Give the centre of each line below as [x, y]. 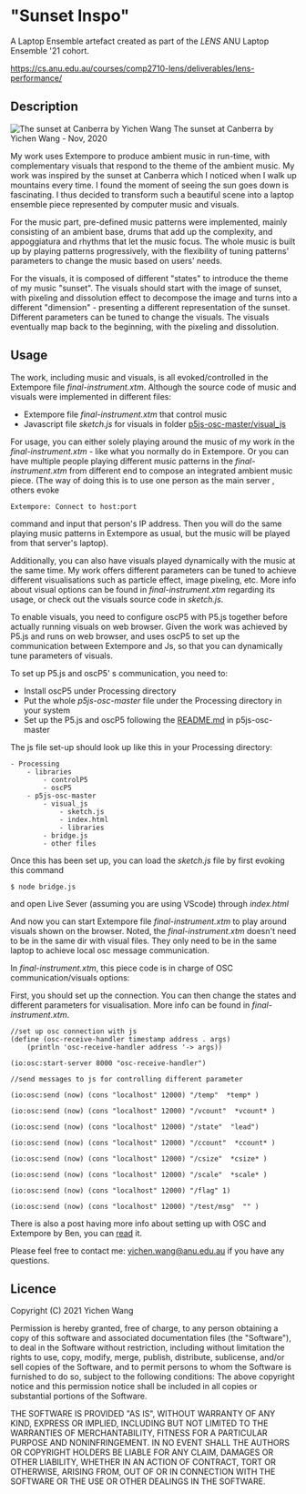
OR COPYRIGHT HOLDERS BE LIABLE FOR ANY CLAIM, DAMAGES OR [142, 1452]
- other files [70, 843]
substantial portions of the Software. [79, 1396]
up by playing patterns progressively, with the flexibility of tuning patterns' [150, 250]
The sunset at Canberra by [224, 128]
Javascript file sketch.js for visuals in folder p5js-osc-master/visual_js [154, 423]
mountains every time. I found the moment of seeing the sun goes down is [150, 185]
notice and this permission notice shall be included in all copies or [134, 1387]
